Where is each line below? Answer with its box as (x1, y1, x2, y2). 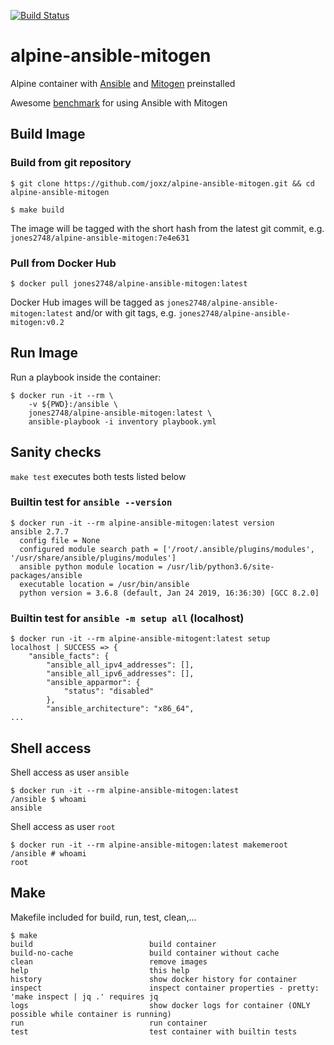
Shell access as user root (10, 820, 116, 832)
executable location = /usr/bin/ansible (19, 579, 190, 589)
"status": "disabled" (63, 686, 155, 697)
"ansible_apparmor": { (46, 678, 141, 688)
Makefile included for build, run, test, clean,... (10, 911, 197, 923)
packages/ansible (10, 570, 83, 580)
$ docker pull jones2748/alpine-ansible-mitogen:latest (10, 278, 248, 289)
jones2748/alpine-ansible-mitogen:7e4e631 (10, 233, 190, 243)
